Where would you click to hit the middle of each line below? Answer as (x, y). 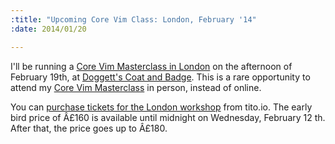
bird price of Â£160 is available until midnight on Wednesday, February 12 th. (168, 117)
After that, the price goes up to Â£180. (89, 128)
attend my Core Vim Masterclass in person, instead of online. (136, 87)
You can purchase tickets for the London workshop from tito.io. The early (161, 107)
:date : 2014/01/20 (48, 29)
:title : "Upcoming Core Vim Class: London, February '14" (133, 19)
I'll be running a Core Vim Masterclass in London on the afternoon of (151, 66)
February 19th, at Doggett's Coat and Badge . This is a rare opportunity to (160, 77)
